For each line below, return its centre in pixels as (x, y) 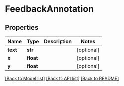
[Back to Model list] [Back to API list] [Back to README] (62, 78)
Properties (22, 28)
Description (58, 42)
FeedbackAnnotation (50, 9)
